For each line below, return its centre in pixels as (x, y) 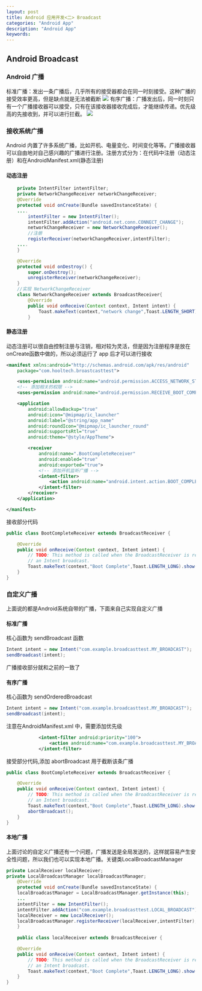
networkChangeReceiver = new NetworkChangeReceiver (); (98, 228)
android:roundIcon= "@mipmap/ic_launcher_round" (88, 426)
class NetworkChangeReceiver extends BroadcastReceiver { (90, 295)
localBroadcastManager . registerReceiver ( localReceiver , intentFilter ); (107, 921)
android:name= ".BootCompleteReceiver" (87, 454)
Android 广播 (25, 77)
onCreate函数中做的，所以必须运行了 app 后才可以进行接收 (79, 353)
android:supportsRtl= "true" (63, 432)
